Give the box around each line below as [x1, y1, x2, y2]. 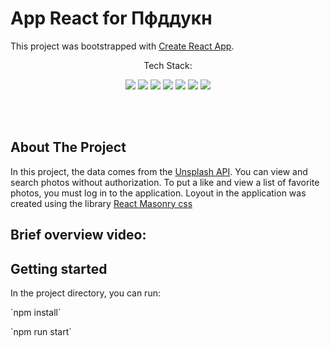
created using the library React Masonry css [10, 197, 193, 209]
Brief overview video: [10, 227, 147, 244]
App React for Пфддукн [10, 7, 213, 30]
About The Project [10, 139, 127, 156]
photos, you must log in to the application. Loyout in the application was [10, 187, 307, 199]
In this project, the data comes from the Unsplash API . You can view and [10, 165, 308, 177]
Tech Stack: [143, 59, 193, 71]
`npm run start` [10, 325, 72, 337]
